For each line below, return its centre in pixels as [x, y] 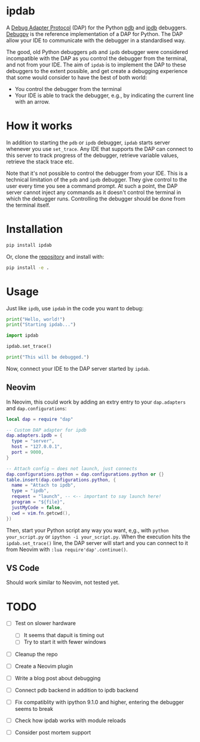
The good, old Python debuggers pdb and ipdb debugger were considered [97, 52]
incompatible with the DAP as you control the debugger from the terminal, [97, 58]
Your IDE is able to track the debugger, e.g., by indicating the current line [104, 95]
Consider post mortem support [53, 732]
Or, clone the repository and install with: [55, 256]
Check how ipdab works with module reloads [70, 720]
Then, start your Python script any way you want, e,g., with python [87, 530]
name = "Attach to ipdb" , [44, 485]
